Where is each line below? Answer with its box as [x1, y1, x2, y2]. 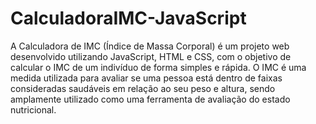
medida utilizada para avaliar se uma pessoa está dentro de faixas [10, 72, 283, 84]
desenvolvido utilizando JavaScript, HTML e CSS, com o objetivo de [10, 50, 292, 62]
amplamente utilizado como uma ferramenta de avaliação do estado [10, 93, 291, 105]
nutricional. [10, 103, 57, 116]
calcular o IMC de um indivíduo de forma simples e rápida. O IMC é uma [10, 61, 307, 73]
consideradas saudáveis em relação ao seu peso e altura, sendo [10, 82, 276, 94]
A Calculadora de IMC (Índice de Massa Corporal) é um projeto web [10, 40, 290, 52]
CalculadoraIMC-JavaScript [10, 7, 247, 30]
